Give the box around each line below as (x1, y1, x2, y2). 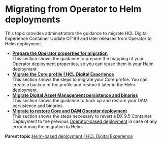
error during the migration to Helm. (12, 123, 83, 129)
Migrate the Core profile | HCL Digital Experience (12, 71, 114, 77)
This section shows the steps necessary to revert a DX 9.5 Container (12, 113, 152, 119)
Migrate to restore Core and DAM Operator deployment (12, 108, 127, 114)
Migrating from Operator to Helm (5, 3, 142, 15)
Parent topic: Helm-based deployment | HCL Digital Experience (5, 133, 133, 139)
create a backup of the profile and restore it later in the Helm (12, 81, 135, 87)
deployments (5, 14, 61, 25)
